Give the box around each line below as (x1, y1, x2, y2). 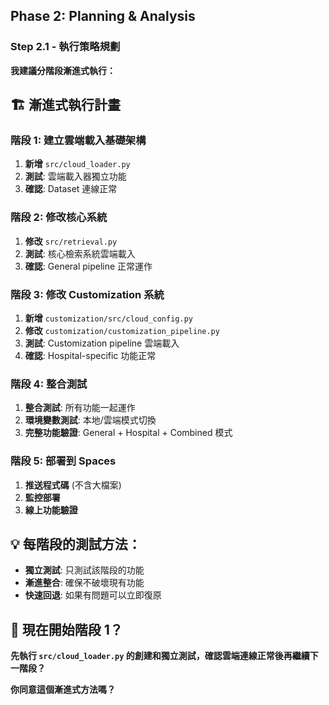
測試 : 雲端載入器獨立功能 (24, 170, 127, 183)
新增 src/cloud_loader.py (24, 158, 131, 170)
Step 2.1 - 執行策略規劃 (10, 40, 121, 54)
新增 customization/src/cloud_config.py (24, 312, 193, 324)
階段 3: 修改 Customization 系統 (10, 287, 165, 301)
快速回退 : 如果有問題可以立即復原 (24, 589, 162, 601)
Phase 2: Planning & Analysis (10, 8, 196, 25)
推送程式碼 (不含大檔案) (24, 479, 122, 491)
